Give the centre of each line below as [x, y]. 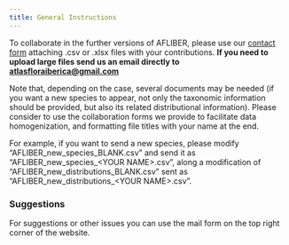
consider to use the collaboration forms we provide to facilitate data [133, 116]
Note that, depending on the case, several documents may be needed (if [142, 88]
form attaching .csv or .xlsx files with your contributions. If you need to [139, 52]
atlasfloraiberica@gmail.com [64, 71]
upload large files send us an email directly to [94, 61]
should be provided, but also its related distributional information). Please [143, 107]
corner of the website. [50, 233]
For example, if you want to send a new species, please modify [124, 143]
